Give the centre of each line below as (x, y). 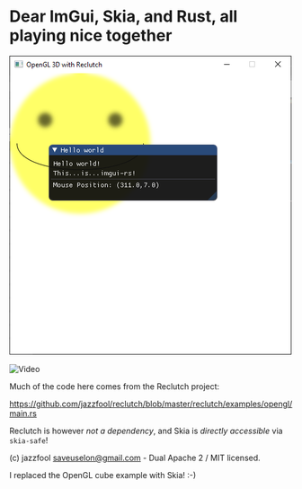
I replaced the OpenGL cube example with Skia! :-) (103, 475)
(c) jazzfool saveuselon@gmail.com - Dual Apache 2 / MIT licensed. (135, 458)
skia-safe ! (29, 440)
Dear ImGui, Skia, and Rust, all (124, 17)
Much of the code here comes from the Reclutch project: (115, 386)
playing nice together (91, 36)
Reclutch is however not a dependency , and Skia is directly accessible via (146, 431)
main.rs (23, 413)
